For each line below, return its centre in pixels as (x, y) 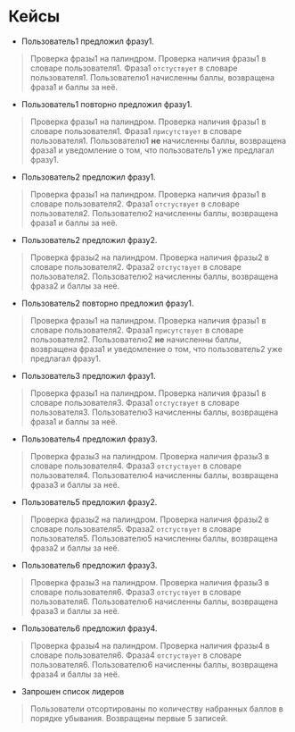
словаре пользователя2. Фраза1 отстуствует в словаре (135, 204)
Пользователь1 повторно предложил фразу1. (107, 104)
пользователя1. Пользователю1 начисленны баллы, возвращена (152, 77)
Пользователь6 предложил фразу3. (89, 565)
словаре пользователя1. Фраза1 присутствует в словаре (136, 130)
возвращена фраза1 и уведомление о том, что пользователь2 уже (156, 349)
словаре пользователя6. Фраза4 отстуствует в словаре (136, 655)
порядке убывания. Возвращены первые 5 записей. (129, 718)
